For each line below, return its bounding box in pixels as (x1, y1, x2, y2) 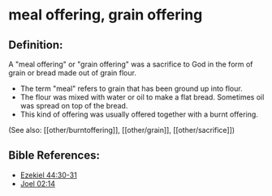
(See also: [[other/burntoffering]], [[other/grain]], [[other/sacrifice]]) (8, 126, 235, 134)
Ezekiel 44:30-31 (19, 170, 77, 180)
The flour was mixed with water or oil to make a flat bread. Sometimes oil (19, 92, 265, 102)
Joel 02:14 (19, 178, 55, 188)
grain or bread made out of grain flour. (8, 68, 136, 78)
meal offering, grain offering (8, 6, 203, 24)
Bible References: (8, 148, 100, 163)
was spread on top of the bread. (19, 101, 128, 110)
